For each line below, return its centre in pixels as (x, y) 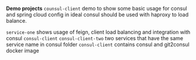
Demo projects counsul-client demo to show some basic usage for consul (97, 8)
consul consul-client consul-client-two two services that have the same (94, 38)
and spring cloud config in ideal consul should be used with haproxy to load (97, 15)
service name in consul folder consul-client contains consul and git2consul (98, 44)
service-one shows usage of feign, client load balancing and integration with (98, 32)
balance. (17, 21)
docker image (23, 51)
